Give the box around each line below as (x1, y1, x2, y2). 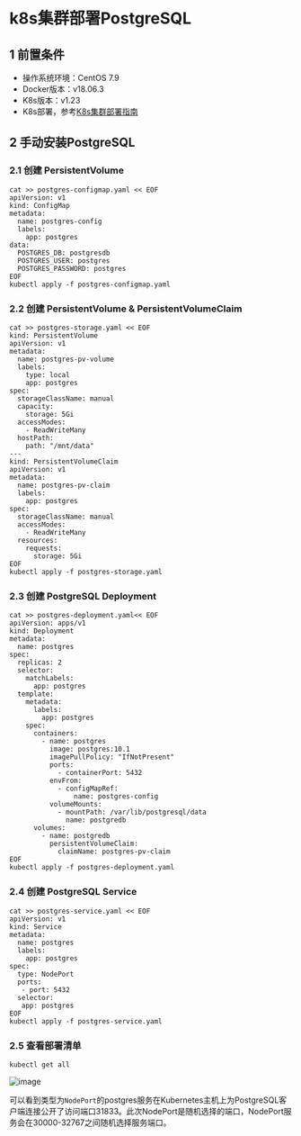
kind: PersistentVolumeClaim (9, 456, 119, 466)
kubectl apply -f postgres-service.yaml (9, 1016, 164, 1026)
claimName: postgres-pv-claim (57, 847, 171, 856)
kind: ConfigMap (9, 201, 70, 210)
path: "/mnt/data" (25, 441, 94, 450)
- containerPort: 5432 (57, 769, 143, 778)
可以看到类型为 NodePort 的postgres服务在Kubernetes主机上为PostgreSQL (9, 1095, 279, 1105)
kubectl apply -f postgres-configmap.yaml (9, 280, 171, 289)
